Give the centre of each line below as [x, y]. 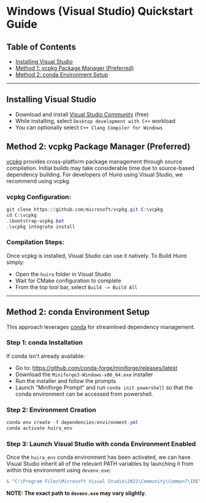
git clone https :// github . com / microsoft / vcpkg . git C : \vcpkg [85, 210]
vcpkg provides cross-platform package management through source [94, 161]
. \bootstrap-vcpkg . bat [35, 221]
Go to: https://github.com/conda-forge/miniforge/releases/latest [96, 368]
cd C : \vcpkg [21, 215]
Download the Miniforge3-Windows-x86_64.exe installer [84, 374]
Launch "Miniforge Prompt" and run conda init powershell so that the [104, 387]
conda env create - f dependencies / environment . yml [72, 423]
